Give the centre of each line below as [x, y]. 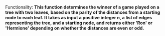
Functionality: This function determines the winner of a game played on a [82, 7]
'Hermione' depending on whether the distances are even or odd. [75, 28]
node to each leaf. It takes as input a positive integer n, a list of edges [78, 18]
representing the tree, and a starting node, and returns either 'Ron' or [79, 23]
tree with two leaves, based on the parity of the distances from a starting [83, 12]
